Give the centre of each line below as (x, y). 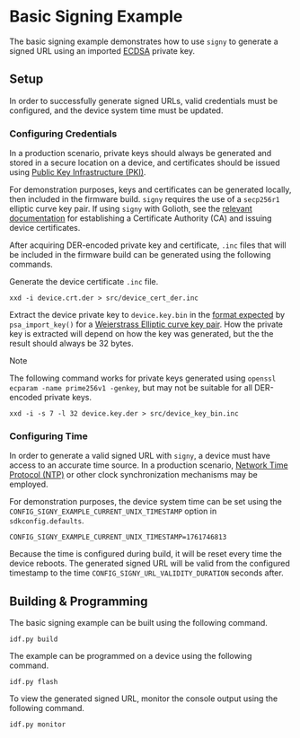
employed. (29, 484)
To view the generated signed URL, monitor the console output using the (144, 698)
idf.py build (34, 639)
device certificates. (45, 228)
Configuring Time (49, 435)
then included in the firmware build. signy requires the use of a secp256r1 (145, 199)
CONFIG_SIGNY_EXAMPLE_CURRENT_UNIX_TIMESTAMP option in (113, 511)
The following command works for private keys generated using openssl (143, 378)
